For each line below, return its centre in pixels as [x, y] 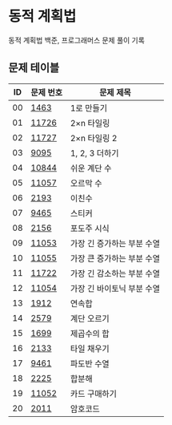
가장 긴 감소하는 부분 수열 [115, 273]
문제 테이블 [34, 68]
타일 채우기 [90, 348]
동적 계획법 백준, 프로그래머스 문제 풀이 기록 [77, 40]
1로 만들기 [89, 107]
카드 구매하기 [94, 394]
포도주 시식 [90, 228]
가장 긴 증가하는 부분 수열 [115, 243]
